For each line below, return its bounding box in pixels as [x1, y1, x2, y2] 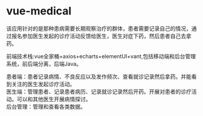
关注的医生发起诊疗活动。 [11, 80, 76, 88]
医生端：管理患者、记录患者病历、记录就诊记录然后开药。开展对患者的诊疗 [6, 88, 192, 95]
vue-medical [6, 4, 72, 18]
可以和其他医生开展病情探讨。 [16, 95, 91, 103]
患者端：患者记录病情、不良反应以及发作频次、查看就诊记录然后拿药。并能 [6, 73, 192, 80]
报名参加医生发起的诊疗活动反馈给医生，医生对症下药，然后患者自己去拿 [11, 32, 192, 40]
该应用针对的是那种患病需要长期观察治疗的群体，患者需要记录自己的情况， [6, 25, 192, 32]
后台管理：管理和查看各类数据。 [6, 103, 86, 110]
